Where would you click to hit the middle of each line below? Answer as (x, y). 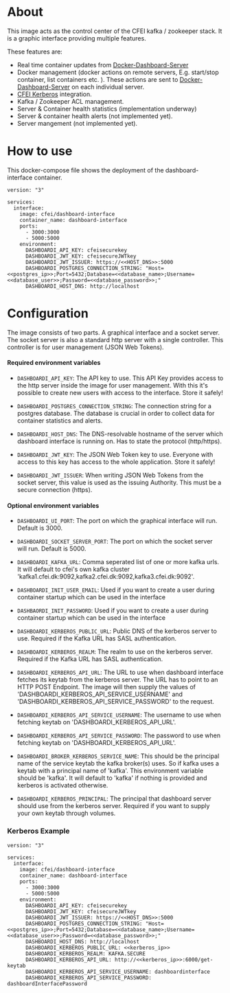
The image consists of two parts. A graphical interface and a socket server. (113, 332)
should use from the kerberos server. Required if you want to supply (113, 806)
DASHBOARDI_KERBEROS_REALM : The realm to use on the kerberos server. (115, 652)
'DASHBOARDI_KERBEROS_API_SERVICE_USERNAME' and (100, 694)
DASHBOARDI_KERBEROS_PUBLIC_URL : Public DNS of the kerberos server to (117, 631)
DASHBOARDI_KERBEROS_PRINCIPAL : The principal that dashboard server (114, 799)
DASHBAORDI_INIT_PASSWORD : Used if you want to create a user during (113, 611)
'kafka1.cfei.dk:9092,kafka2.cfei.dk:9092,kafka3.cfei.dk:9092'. (106, 577)
